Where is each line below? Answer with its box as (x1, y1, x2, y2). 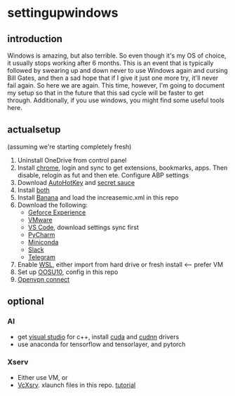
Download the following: (17, 200, 88, 209)
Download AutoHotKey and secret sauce (17, 178, 135, 186)
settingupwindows (7, 5, 119, 21)
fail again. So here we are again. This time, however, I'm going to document (7, 81, 225, 89)
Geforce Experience (27, 208, 86, 217)
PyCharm (27, 230, 55, 239)
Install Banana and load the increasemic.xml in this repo (17, 193, 179, 201)
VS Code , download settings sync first (27, 223, 139, 231)
